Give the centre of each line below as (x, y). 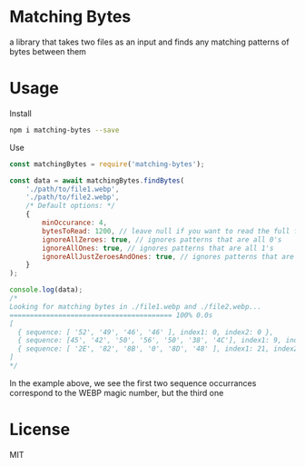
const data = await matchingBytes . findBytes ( (97, 180)
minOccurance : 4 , (74, 223)
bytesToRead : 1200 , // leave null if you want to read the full (166, 231)
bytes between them (48, 51)
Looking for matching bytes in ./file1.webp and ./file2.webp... (135, 306)
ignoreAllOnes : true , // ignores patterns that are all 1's (158, 248)
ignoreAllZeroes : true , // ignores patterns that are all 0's (162, 239)
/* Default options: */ (71, 206)
